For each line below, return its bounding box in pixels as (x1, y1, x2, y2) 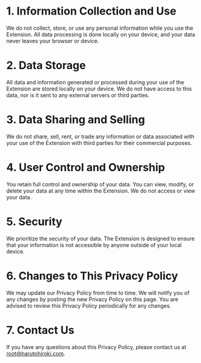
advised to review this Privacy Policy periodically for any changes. (6, 302, 171, 309)
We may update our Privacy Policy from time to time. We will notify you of (6, 289, 189, 296)
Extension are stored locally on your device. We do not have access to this (6, 85, 192, 92)
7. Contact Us (6, 323, 74, 337)
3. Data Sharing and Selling (6, 113, 145, 127)
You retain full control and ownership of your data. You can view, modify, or (6, 180, 194, 188)
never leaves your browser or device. (6, 37, 99, 44)
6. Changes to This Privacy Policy (6, 269, 179, 283)
